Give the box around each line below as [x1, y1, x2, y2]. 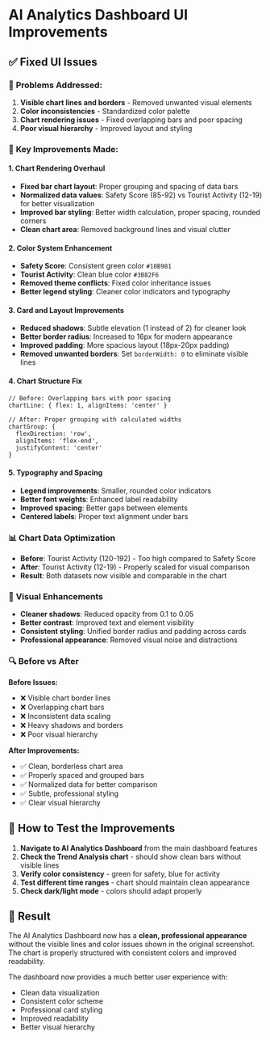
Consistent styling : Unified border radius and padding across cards [19, 627, 247, 636]
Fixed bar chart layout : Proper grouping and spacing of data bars [19, 182, 239, 191]
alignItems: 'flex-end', [15, 437, 99, 445]
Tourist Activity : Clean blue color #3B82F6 [19, 269, 160, 280]
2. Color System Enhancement [8, 243, 113, 252]
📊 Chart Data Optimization [8, 532, 115, 543]
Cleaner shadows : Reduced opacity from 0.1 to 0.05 [19, 609, 194, 619]
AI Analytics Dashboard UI [8, 6, 189, 24]
